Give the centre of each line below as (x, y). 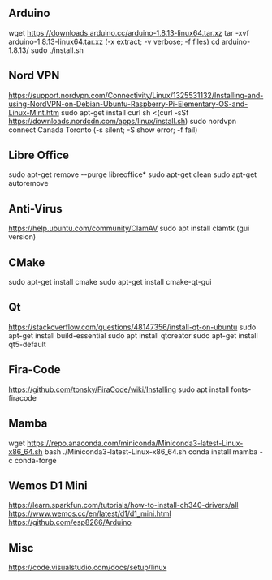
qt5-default (27, 344)
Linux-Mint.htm (34, 112)
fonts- (241, 389)
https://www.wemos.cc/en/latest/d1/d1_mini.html (90, 513)
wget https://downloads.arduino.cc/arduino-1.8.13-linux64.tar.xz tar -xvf (129, 32)
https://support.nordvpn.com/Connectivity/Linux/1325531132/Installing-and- (136, 95)
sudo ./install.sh (57, 50)
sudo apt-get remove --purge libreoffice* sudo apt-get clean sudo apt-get (133, 174)
